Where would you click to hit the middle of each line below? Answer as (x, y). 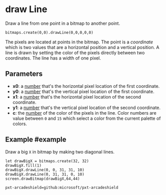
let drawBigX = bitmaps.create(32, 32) (47, 161)
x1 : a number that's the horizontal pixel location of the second (77, 96)
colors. (20, 124)
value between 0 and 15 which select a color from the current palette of (87, 118)
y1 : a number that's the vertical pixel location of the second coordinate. (87, 108)
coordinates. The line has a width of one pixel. (53, 58)
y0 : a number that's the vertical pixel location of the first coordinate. (84, 91)
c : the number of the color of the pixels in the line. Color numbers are (84, 113)
